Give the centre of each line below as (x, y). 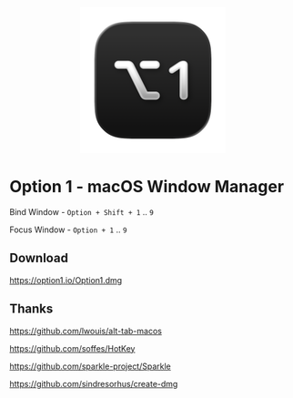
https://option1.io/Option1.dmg (66, 280)
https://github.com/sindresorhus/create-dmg (94, 383)
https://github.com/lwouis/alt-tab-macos (86, 331)
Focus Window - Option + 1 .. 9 (68, 230)
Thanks (31, 309)
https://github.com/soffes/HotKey (72, 348)
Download (39, 258)
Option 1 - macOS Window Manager (147, 187)
